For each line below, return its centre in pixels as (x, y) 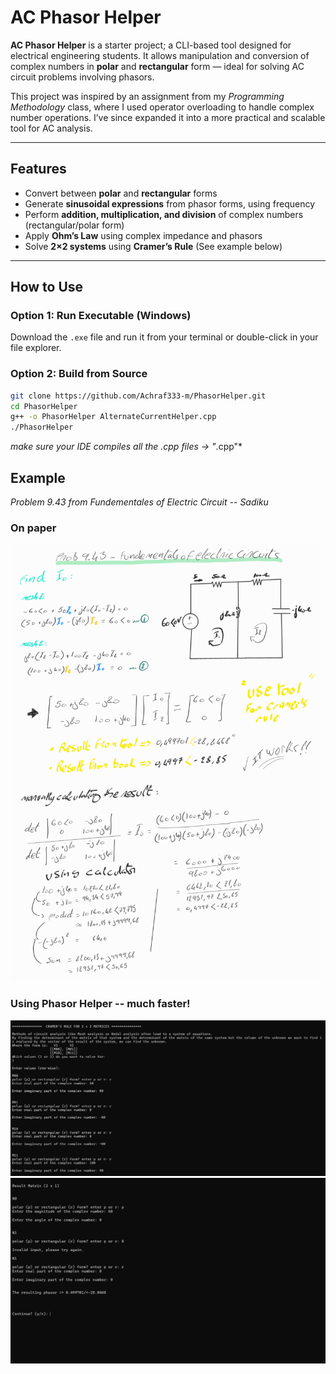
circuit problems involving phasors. (82, 77)
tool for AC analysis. (51, 128)
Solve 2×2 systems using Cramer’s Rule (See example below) (153, 246)
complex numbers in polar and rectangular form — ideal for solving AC (157, 66)
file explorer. (36, 348)
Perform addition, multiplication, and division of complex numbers (164, 214)
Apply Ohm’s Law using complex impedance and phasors (143, 235)
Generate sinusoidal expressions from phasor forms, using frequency (170, 203)
